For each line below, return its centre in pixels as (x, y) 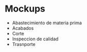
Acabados (23, 28)
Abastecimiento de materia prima (47, 23)
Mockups (25, 9)
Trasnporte (24, 44)
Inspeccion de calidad (35, 39)
